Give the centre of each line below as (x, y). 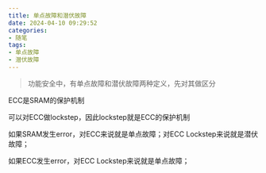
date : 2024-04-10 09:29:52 (53, 23)
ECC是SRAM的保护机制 (46, 100)
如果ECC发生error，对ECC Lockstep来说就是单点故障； (99, 160)
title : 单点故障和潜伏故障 (48, 15)
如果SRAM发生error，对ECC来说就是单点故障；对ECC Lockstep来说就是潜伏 (133, 134)
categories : (28, 30)
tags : (17, 45)
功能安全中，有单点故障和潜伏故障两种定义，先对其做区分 (121, 83)
